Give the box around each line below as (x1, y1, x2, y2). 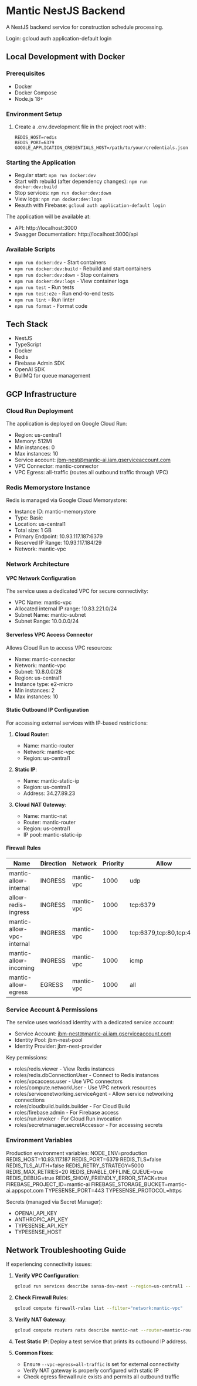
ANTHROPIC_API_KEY (14, 1215, 69, 1223)
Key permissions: (6, 1054, 48, 1061)
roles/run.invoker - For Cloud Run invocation (14, 1115, 122, 1122)
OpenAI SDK (14, 366, 45, 373)
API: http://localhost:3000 (14, 225, 77, 232)
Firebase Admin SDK (14, 359, 65, 367)
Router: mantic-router (23, 818, 76, 826)
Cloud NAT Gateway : (14, 801, 66, 808)
